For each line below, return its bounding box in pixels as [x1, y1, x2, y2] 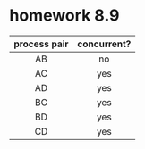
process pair [13, 37, 69, 50]
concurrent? [77, 37, 132, 50]
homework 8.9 [9, 5, 120, 26]
